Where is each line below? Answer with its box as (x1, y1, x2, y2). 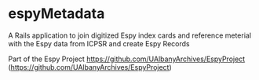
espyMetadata (8, 5, 105, 23)
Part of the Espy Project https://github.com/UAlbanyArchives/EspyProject (8, 54, 246, 64)
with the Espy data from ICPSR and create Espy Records (8, 38, 190, 48)
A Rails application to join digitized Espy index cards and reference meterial (8, 31, 252, 40)
